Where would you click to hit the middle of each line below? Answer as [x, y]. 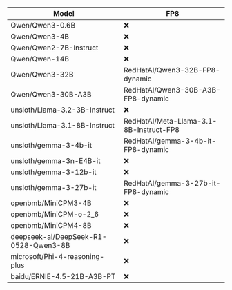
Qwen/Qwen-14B [40, 59]
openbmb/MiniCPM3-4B [51, 203]
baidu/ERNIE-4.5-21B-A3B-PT [63, 277]
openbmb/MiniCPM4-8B [51, 225]
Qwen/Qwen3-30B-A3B [51, 94]
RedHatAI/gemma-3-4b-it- [170, 141]
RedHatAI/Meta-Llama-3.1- [170, 121]
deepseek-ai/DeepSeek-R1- [59, 236]
